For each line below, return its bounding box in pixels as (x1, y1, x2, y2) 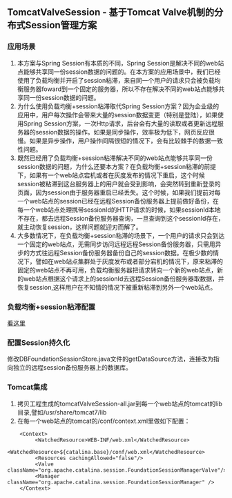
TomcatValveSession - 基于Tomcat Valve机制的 (7, 6, 215, 19)
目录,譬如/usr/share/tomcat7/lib (17, 408, 107, 416)
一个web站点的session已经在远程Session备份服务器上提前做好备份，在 (17, 197, 220, 205)
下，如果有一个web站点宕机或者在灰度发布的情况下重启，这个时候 (17, 171, 205, 179)
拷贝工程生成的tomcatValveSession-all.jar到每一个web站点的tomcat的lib (17, 399, 222, 408)
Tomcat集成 (7, 382, 48, 392)
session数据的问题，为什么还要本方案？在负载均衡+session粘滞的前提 (17, 162, 216, 170)
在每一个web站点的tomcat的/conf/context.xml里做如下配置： (17, 417, 191, 425)
